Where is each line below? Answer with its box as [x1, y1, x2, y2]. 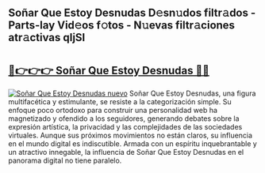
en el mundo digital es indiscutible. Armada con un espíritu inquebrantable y [8, 139, 258, 149]
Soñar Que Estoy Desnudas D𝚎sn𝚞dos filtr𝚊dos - [8, 6, 256, 20]
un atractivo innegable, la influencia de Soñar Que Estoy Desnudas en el [8, 148, 244, 156]
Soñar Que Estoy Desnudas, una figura [129, 88, 256, 98]
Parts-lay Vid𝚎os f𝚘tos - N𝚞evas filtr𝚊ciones [8, 19, 236, 32]
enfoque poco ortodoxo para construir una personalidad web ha [8, 106, 218, 115]
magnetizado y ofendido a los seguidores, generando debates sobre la [8, 114, 240, 123]
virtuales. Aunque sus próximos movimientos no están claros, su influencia [8, 130, 252, 140]
